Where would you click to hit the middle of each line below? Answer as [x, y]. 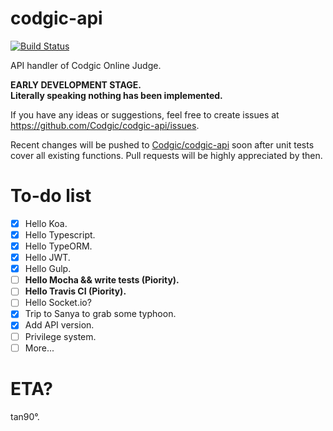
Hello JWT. [47, 258]
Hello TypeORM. [58, 246]
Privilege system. [60, 336]
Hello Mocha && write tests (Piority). [102, 280]
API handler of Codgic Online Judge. [86, 65]
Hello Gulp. [48, 269]
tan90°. [25, 416]
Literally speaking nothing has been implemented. [116, 95]
